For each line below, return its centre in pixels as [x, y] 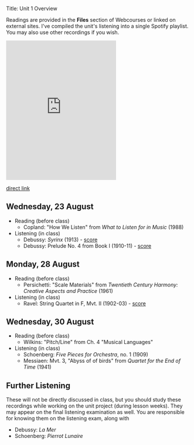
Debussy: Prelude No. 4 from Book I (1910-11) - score [87, 245]
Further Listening [38, 385]
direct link [18, 188]
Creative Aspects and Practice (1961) [68, 291]
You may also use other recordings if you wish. [63, 32]
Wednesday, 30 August [50, 322]
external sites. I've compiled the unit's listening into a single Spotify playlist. [97, 26]
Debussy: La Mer [35, 430]
